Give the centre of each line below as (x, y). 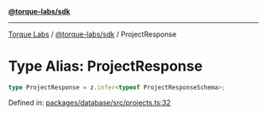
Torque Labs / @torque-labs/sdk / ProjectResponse (93, 34)
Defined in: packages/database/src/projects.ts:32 (89, 102)
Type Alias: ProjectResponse (105, 66)
